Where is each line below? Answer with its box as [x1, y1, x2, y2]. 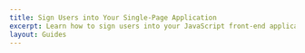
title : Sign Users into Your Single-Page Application [9, 13, 218, 22]
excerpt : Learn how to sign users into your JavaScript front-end [9, 22, 266, 31]
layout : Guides [9, 30, 67, 39]
